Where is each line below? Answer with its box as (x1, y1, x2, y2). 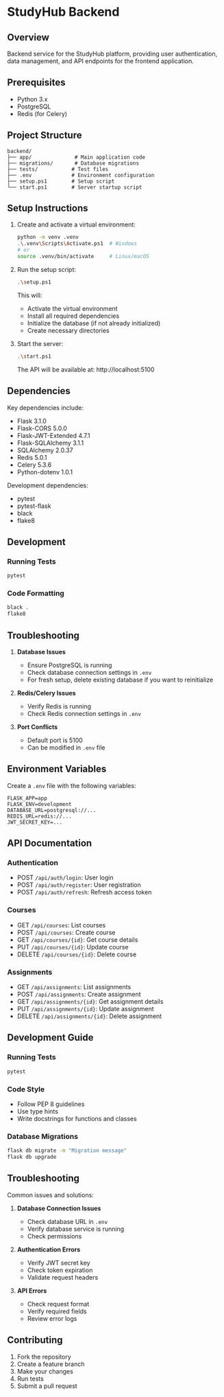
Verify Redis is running (27, 702, 91, 711)
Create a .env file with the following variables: (7, 781, 136, 789)
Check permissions (27, 1232, 82, 1240)
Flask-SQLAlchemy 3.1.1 (16, 439, 84, 447)
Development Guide (7, 1032, 94, 1043)
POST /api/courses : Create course (16, 928, 116, 936)
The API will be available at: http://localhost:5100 (16, 365, 155, 373)
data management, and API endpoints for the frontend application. (7, 57, 194, 65)
